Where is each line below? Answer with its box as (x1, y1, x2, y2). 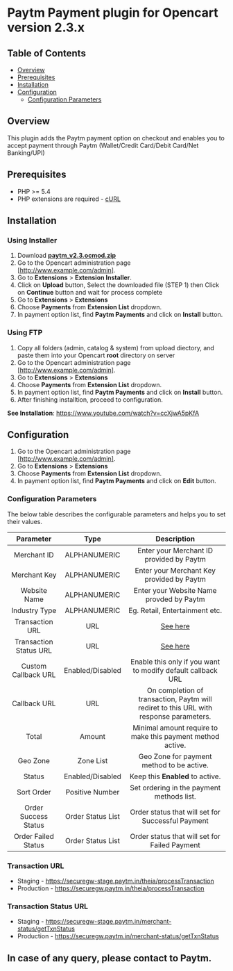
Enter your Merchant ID (137, 546, 214, 555)
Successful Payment (141, 815, 209, 825)
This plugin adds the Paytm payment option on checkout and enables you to (7, 133, 225, 142)
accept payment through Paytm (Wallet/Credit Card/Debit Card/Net (7, 141, 199, 149)
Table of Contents (7, 47, 87, 59)
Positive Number (65, 787, 120, 797)
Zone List (77, 756, 108, 765)
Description (155, 534, 196, 544)
